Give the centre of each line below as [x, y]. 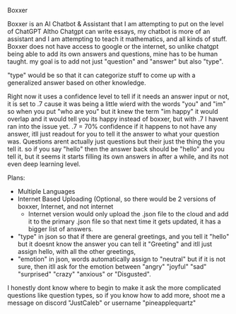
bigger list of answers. [60, 229]
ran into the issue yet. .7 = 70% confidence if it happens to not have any [112, 126]
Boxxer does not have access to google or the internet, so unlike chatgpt [113, 46]
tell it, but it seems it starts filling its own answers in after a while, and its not [118, 156]
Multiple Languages [46, 191]
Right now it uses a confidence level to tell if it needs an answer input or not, [118, 96]
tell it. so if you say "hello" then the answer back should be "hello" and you [116, 149]
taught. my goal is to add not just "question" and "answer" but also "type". [116, 62]
